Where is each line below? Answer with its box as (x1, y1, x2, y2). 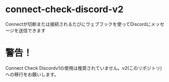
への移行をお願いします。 (5, 71, 59, 77)
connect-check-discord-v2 (5, 4, 124, 15)
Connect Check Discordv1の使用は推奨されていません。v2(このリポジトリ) (5, 65, 162, 71)
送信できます (18, 27, 46, 34)
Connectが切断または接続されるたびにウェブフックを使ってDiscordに (5, 21, 152, 27)
